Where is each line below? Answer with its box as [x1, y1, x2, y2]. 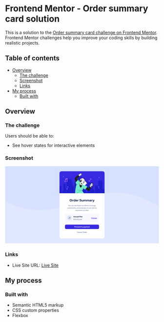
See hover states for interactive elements [12, 142, 95, 148]
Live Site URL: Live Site [12, 262, 59, 268]
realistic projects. [5, 40, 40, 46]
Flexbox [12, 313, 28, 319]
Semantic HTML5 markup [12, 302, 64, 308]
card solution [5, 13, 60, 24]
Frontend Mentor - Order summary [5, 3, 148, 14]
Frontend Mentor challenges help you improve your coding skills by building [5, 35, 158, 41]
